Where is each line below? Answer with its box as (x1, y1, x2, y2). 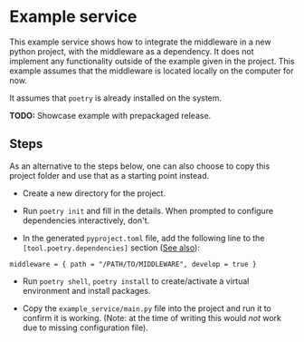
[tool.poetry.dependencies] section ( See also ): (22, 242, 201, 253)
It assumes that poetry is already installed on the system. (9, 93, 223, 103)
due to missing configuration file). (22, 322, 149, 333)
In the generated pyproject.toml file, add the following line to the (22, 232, 265, 243)
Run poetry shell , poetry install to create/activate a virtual (22, 275, 250, 287)
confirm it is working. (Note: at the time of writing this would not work (22, 312, 282, 323)
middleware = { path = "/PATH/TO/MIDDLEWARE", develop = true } (9, 259, 257, 269)
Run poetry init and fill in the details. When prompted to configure (22, 205, 274, 216)
